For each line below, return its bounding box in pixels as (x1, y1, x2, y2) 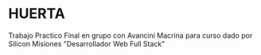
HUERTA (8, 5, 65, 23)
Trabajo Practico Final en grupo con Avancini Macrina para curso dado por (8, 31, 253, 40)
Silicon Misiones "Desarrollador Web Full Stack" (8, 38, 166, 48)
